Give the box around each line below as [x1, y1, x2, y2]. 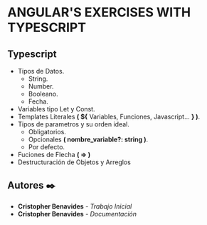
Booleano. [28, 90, 58, 98]
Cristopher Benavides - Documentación [17, 209, 137, 218]
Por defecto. [28, 143, 65, 151]
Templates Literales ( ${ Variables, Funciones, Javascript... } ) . [17, 112, 201, 121]
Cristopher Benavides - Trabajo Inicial [17, 201, 132, 211]
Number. [28, 82, 54, 90]
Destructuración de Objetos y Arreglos [17, 158, 132, 166]
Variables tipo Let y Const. [17, 105, 95, 113]
